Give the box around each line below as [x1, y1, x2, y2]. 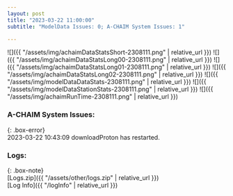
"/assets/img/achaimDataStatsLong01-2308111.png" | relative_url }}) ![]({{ [16, 63, 226, 72]
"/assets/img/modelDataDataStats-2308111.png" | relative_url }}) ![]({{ [7, 78, 207, 86]
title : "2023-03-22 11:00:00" [7, 17, 95, 24]
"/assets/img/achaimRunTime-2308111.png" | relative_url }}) [7, 92, 179, 101]
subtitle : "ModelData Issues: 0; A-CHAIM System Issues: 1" [7, 23, 186, 30]
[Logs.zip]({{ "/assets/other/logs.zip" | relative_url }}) [7, 173, 159, 181]
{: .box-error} [7, 126, 45, 134]
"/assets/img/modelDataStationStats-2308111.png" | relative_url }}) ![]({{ [7, 85, 214, 94]
